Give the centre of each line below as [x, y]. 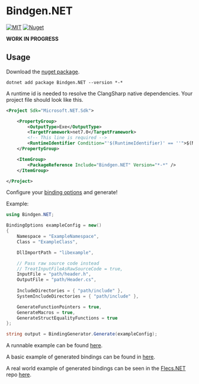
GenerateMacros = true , [46, 312]
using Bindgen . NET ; [30, 215]
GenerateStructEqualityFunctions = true [67, 318]
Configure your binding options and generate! [62, 192]
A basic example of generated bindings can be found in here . [81, 357]
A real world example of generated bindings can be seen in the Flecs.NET [96, 369]
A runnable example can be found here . [54, 346]
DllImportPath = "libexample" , [55, 253]
